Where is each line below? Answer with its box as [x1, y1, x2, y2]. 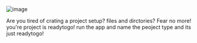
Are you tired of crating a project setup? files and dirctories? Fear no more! [6, 17, 192, 24]
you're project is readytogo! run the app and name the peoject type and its [6, 24, 192, 30]
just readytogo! [6, 30, 44, 37]
